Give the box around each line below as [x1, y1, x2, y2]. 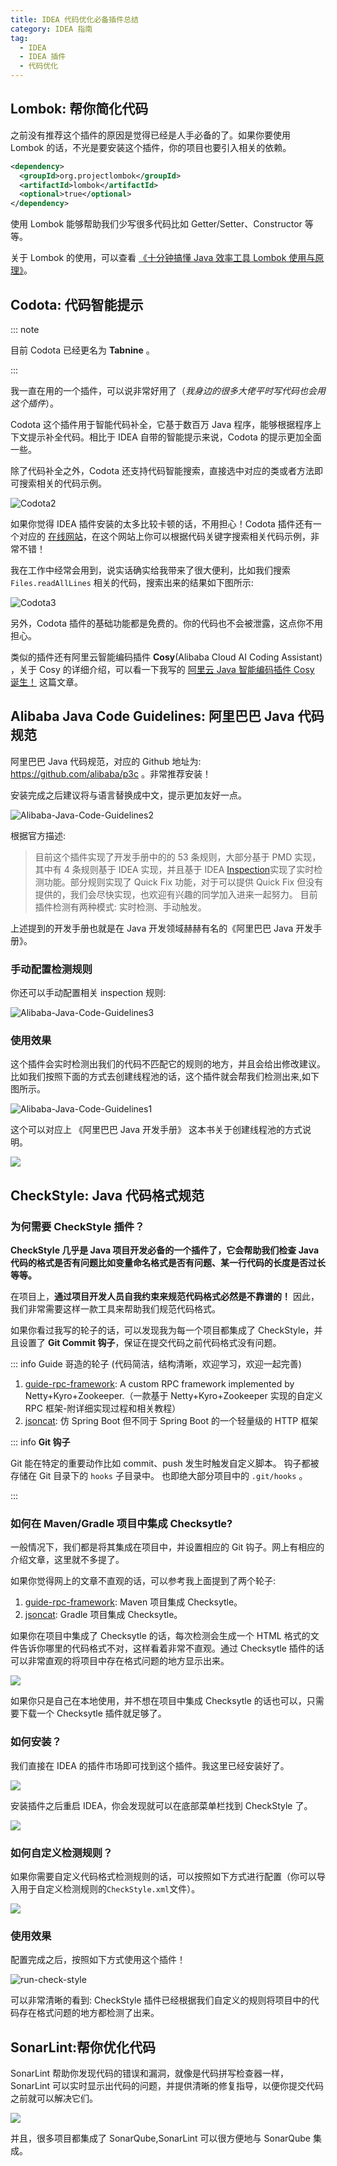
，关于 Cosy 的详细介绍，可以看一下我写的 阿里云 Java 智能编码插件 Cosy [10, 664, 315, 675]
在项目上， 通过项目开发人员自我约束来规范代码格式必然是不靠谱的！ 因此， [10, 1291, 320, 1303]
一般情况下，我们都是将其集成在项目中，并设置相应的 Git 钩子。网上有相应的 [10, 1541, 325, 1553]
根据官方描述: [10, 829, 67, 841]
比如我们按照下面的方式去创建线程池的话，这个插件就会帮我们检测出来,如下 [10, 1071, 320, 1083]
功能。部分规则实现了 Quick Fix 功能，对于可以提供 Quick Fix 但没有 [43, 876, 324, 888]
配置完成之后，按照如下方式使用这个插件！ [10, 1954, 186, 1966]
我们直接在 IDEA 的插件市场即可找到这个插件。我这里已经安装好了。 [10, 1759, 290, 1771]
